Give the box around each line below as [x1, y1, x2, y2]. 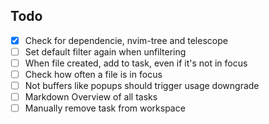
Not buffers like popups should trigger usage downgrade [24, 80, 260, 92]
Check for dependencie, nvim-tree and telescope [24, 34, 228, 46]
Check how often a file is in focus [24, 69, 163, 80]
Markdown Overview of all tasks [24, 91, 158, 103]
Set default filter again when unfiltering [24, 45, 187, 58]
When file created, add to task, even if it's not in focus [24, 57, 248, 69]
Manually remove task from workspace [24, 102, 186, 114]
